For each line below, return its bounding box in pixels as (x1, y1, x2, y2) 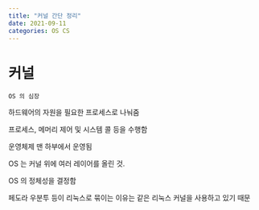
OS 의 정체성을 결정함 (8, 176, 76, 186)
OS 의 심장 (8, 93, 40, 101)
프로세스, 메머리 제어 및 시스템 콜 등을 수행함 (8, 125, 148, 134)
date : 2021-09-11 (8, 19, 67, 27)
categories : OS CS (8, 27, 70, 35)
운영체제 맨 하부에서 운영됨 (8, 142, 92, 151)
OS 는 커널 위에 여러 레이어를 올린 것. (8, 159, 125, 169)
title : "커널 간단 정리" (8, 11, 82, 20)
